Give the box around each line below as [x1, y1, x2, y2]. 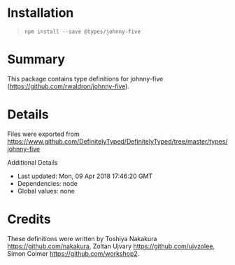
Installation [7, 5, 74, 21]
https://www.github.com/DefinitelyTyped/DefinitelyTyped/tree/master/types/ [7, 137, 228, 145]
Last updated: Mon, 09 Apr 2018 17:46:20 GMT [17, 172, 153, 180]
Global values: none [17, 186, 75, 195]
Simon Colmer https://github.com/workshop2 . [7, 249, 140, 257]
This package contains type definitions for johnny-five [7, 74, 164, 83]
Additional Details [7, 158, 58, 166]
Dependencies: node [17, 179, 78, 187]
